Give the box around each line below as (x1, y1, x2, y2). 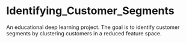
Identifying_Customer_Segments (6, 4, 175, 18)
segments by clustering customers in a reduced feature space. (6, 29, 162, 37)
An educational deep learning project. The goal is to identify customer (6, 24, 180, 31)
